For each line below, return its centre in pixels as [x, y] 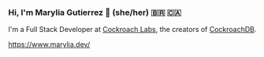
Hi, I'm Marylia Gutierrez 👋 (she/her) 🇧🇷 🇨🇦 [95, 12]
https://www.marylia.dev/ [49, 45]
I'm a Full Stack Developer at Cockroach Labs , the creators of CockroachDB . [132, 30]
